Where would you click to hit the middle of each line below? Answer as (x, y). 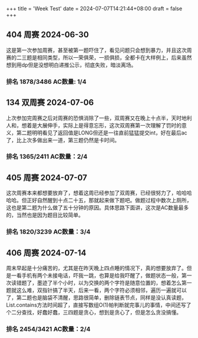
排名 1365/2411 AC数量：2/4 (47, 157)
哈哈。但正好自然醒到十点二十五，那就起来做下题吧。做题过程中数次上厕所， (99, 201)
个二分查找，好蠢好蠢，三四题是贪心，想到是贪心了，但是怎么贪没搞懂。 (94, 313)
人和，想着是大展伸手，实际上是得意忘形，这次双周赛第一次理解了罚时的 (94, 125)
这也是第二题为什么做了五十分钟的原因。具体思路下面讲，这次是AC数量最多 (98, 208)
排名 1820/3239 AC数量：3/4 (48, 232)
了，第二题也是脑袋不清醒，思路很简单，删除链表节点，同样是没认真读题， (96, 298)
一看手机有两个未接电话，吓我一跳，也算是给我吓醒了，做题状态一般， (96, 275)
